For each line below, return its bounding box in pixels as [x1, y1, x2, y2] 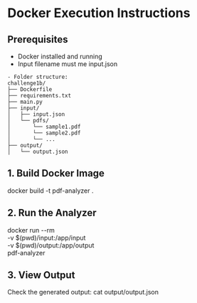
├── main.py [7, 98, 43, 105]
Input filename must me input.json [17, 60, 118, 68]
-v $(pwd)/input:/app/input [7, 233, 86, 242]
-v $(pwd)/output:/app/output [7, 240, 95, 250]
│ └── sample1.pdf [7, 123, 81, 130]
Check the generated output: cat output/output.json [7, 288, 159, 297]
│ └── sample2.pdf [7, 129, 81, 137]
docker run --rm [7, 225, 55, 234]
